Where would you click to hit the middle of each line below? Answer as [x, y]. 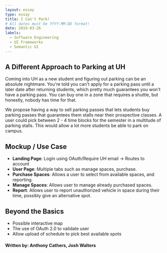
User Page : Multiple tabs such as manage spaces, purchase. [75, 169]
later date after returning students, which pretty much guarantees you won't [83, 90]
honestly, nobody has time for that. [41, 100]
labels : [13, 33]
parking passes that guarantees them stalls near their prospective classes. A [83, 115]
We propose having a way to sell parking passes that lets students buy [78, 110]
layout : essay [20, 10]
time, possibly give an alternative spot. [52, 196]
